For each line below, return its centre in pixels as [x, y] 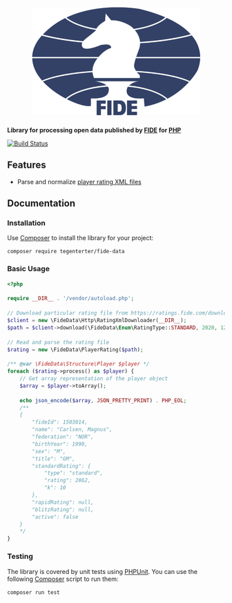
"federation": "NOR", [63, 437]
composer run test [33, 592]
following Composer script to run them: [63, 579]
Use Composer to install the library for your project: [80, 238]
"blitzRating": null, [63, 510]
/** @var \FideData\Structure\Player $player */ [78, 364]
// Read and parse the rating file [58, 342]
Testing [20, 557]
